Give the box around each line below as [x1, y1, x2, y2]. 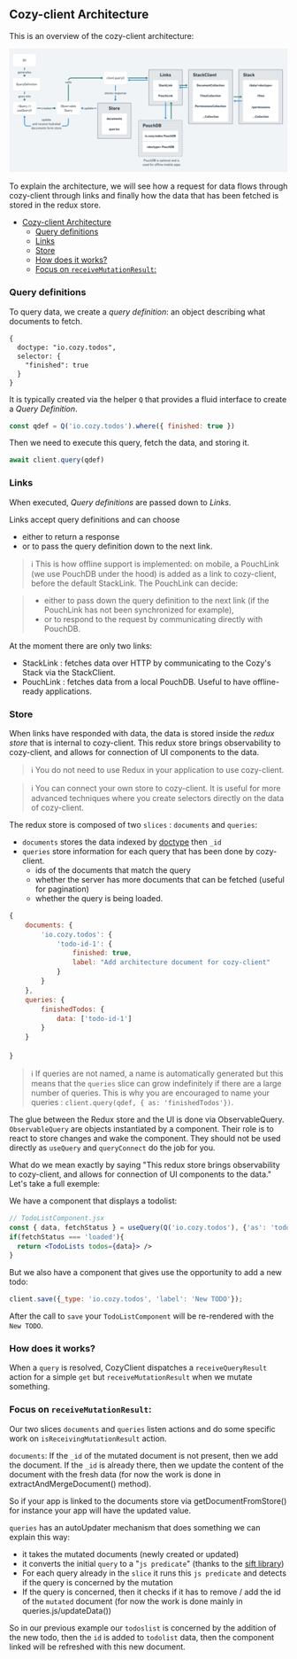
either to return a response [21, 531, 120, 541]
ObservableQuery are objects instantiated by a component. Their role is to [9, 1123, 274, 1133]
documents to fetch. [9, 315, 83, 326]
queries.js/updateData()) [21, 1605, 112, 1616]
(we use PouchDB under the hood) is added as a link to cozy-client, [30, 568, 277, 579]
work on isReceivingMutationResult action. [9, 1433, 167, 1444]
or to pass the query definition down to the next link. [21, 541, 213, 551]
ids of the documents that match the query [34, 864, 192, 876]
